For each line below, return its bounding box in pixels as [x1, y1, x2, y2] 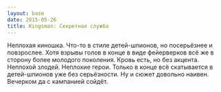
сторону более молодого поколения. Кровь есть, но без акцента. [7, 56, 199, 64]
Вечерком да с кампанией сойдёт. [7, 78, 108, 86]
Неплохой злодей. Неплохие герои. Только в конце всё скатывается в [7, 63, 213, 72]
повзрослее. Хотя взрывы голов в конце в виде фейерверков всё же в [7, 48, 214, 57]
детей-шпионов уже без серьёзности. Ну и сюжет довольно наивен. [7, 70, 209, 78]
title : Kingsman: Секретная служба [7, 22, 109, 29]
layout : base [7, 10, 45, 17]
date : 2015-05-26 [7, 16, 57, 23]
